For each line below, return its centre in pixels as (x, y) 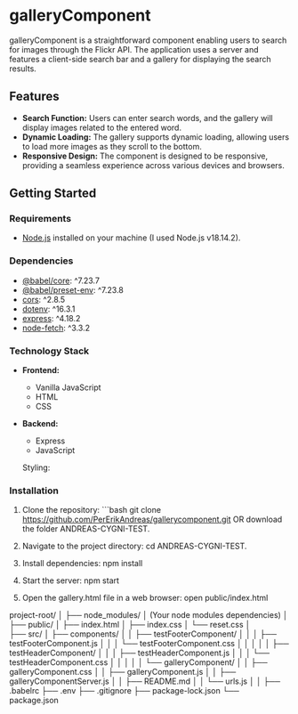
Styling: (36, 467)
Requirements (40, 219)
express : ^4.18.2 (51, 318)
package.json (34, 701)
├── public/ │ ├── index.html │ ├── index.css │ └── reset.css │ (130, 625)
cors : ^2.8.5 (44, 299)
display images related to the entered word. (102, 127)
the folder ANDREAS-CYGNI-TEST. (86, 529)
